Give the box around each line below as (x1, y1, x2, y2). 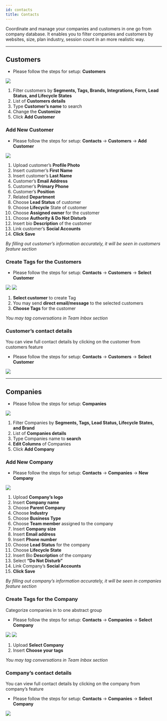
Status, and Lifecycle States (12, 93, 72, 99)
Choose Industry (12, 510, 49, 516)
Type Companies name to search (12, 435, 81, 441)
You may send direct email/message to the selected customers (12, 300, 143, 306)
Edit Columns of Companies (12, 441, 71, 447)
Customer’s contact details (5, 327, 72, 334)
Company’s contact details (5, 669, 72, 676)
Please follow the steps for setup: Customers (12, 68, 106, 75)
